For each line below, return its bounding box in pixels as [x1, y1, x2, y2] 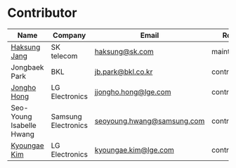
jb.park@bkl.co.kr [94, 67, 153, 77]
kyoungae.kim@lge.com [94, 145, 174, 155]
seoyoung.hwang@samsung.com [94, 116, 205, 126]
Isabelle [11, 120, 37, 130]
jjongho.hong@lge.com [94, 86, 171, 96]
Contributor [7, 5, 77, 21]
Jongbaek [11, 62, 44, 72]
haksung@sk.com [94, 46, 155, 56]
